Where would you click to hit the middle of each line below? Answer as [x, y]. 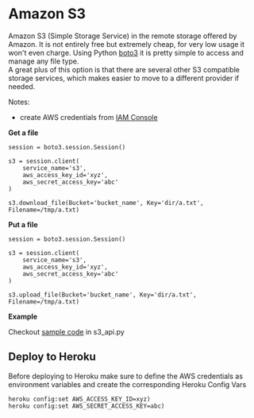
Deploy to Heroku [52, 357]
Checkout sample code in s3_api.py [66, 331]
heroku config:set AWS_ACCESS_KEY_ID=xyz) [79, 399]
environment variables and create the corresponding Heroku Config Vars [127, 384]
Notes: [19, 102]
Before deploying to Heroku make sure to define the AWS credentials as [126, 376]
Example [23, 316]
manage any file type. [44, 61]
